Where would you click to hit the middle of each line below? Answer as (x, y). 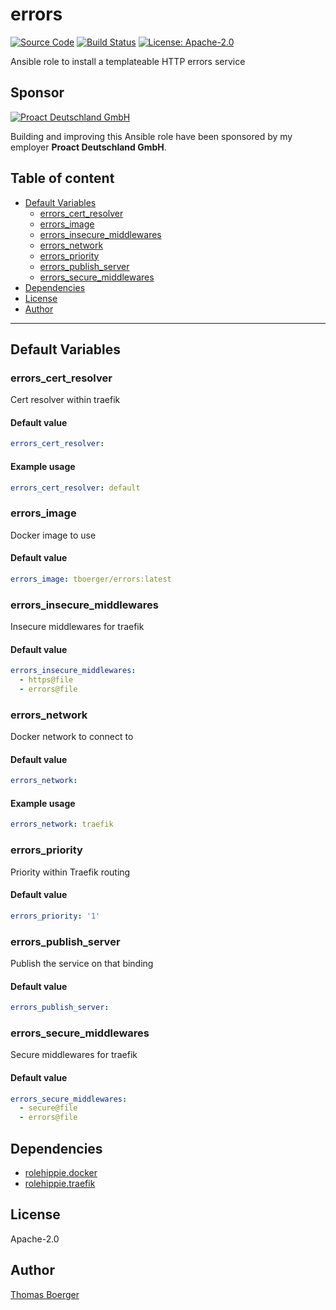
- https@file (46, 680)
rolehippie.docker (61, 1173)
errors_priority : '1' (55, 916)
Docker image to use (53, 535)
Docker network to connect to (72, 737)
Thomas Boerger (45, 1294)
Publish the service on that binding (82, 964)
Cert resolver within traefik (65, 400)
